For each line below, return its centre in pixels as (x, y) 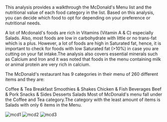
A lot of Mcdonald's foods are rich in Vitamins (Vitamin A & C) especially (79, 33)
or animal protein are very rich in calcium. (48, 64)
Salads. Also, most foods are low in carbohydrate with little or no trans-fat (81, 38)
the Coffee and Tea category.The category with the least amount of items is (83, 100)
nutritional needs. (23, 23)
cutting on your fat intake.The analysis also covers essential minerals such (82, 54)
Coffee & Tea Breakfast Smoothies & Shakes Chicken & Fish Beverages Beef (83, 89)
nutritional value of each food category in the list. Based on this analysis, (80, 12)
